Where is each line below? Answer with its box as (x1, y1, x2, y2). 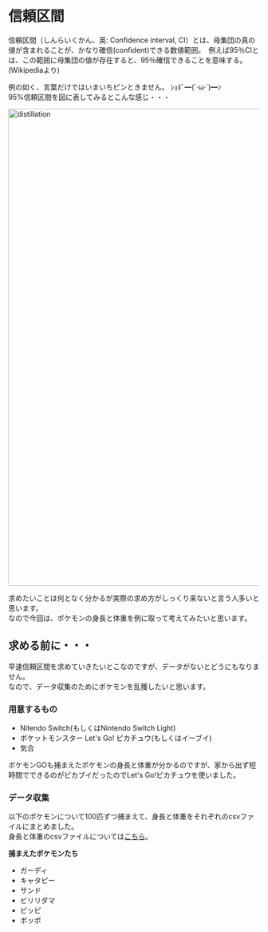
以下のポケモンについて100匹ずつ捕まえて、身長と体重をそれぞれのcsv (8, 812, 241, 822)
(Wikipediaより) (8, 65, 60, 74)
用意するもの (8, 703, 58, 715)
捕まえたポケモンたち (8, 849, 78, 858)
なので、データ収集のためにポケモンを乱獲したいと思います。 (8, 681, 211, 691)
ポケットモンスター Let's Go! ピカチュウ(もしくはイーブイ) (19, 733, 212, 743)
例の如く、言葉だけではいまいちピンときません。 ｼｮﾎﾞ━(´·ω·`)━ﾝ (8, 82, 222, 92)
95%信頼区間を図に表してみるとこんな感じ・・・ (8, 92, 171, 102)
